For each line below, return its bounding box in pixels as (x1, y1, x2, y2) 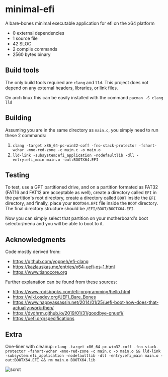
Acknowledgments (5, 235, 66, 244)
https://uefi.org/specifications (12, 316, 74, 322)
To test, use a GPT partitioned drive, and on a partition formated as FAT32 (5, 184, 158, 190)
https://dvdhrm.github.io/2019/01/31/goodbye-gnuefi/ (12, 310, 124, 316)
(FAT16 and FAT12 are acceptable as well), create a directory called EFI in (5, 190, 157, 196)
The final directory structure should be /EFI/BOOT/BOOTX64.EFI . (5, 206, 135, 212)
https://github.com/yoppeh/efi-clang (12, 259, 89, 265)
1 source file (12, 35, 38, 41)
